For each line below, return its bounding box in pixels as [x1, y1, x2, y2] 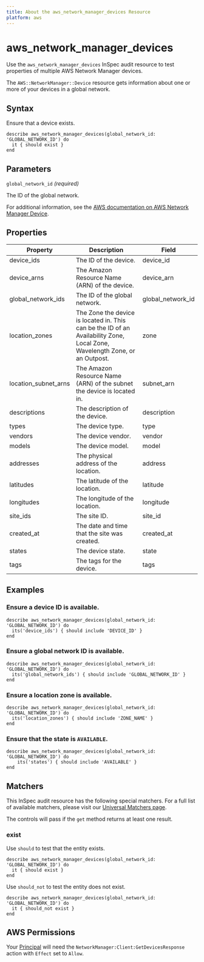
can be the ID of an [75, 323, 131, 332]
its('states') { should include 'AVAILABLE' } [17, 759, 137, 765]
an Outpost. [75, 354, 109, 362]
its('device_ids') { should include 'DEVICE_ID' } [12, 628, 143, 634]
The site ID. [75, 511, 108, 520]
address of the [75, 459, 118, 468]
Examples [6, 585, 44, 595]
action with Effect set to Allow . [6, 950, 84, 957]
